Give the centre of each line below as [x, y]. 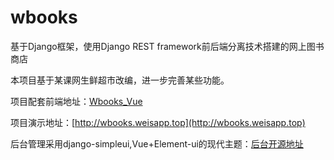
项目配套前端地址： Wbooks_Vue [76, 101]
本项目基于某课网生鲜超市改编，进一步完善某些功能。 [120, 80]
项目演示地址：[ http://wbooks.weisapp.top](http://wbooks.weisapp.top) [158, 122]
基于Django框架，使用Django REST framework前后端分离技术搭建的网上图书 [167, 46]
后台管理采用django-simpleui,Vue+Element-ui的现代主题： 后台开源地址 [157, 143]
